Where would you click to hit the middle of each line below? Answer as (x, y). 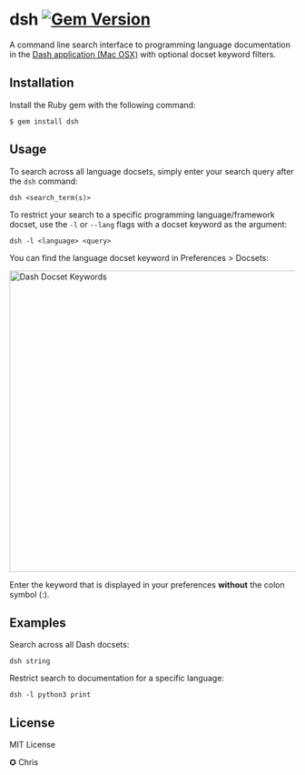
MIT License (33, 745)
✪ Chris (24, 762)
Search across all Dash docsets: (69, 645)
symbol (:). (30, 594)
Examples (38, 623)
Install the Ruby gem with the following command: (103, 105)
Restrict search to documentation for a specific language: (117, 679)
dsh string (30, 661)
